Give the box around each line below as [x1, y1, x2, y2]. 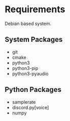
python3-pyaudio [12, 70, 49, 77]
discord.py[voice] [12, 104, 49, 110]
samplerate [12, 99, 36, 105]
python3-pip [12, 65, 39, 71]
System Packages [5, 35, 63, 44]
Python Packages [5, 85, 62, 94]
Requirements [5, 4, 65, 15]
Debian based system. [5, 20, 52, 27]
